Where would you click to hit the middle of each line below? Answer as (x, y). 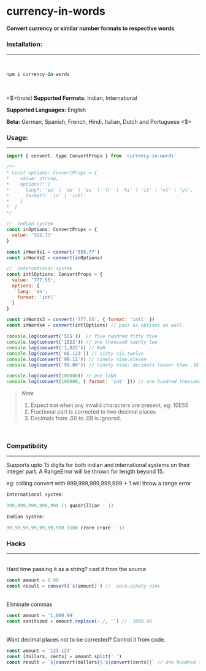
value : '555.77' (32, 235)
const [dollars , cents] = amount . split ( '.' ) (64, 656)
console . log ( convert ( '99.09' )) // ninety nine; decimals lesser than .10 (103, 365)
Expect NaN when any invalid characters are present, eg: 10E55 (109, 405)
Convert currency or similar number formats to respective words (90, 28)
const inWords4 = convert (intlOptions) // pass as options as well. (96, 325)
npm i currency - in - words (38, 75)
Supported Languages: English (46, 110)
